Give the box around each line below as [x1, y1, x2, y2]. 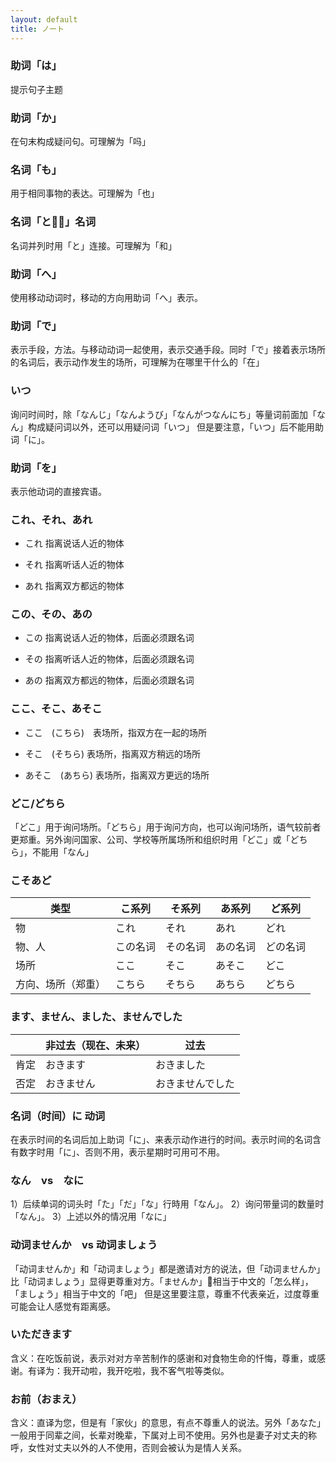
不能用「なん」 [31, 846, 94, 858]
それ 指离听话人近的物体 [24, 559, 125, 571]
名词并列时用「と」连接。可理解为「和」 [10, 239, 177, 251]
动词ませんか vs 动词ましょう [10, 1238, 158, 1252]
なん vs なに [10, 1173, 85, 1187]
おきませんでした [155, 1076, 235, 1090]
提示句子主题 [10, 83, 63, 95]
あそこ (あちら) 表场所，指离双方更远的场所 [24, 769, 210, 781]
